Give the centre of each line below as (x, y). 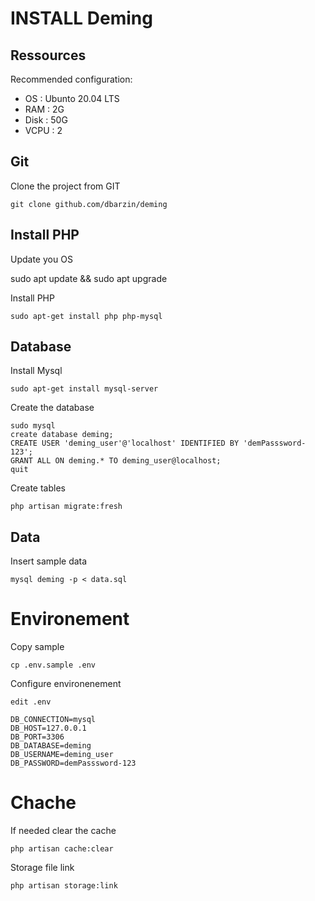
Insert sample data (49, 561)
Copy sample (37, 647)
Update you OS (41, 259)
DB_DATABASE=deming (51, 746)
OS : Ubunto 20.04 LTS (72, 98)
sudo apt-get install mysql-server (84, 389)
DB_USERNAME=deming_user (62, 755)
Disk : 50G (46, 120)
